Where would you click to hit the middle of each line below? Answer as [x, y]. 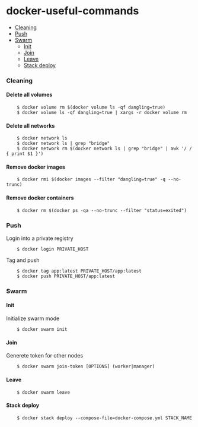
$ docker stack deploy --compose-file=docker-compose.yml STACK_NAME [105, 418]
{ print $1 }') [25, 154]
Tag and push [23, 260]
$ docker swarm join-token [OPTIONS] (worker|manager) [86, 366]
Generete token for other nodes [45, 356]
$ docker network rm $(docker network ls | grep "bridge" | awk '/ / [105, 149]
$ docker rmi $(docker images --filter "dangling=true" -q [91, 179]
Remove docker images [36, 167]
